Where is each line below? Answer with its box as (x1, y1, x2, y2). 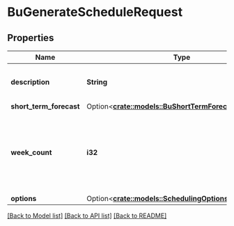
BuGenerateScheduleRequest (7, 4, 183, 20)
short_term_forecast (10, 102, 80, 111)
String (86, 77, 108, 87)
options (10, 194, 37, 203)
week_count (10, 147, 52, 157)
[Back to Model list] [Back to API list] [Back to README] (7, 211, 167, 220)
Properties (7, 32, 54, 44)
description (10, 77, 50, 87)
